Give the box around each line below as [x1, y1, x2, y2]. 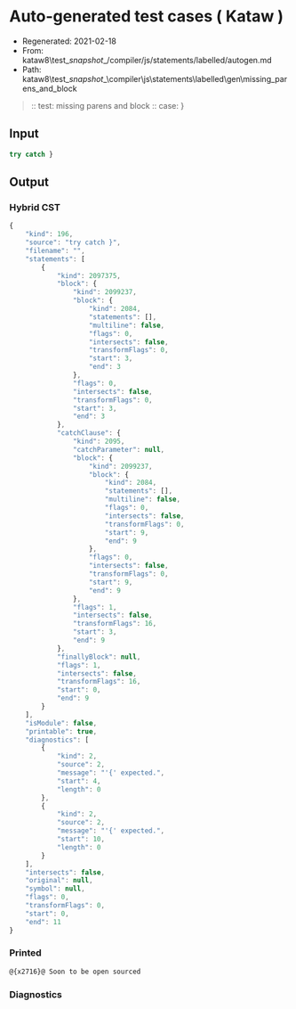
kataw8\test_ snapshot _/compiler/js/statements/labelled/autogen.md [21, 54, 272, 65]
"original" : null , [25, 876, 93, 885]
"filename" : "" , [25, 246, 86, 255]
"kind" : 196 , [25, 230, 74, 239]
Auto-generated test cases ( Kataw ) [9, 6, 284, 27]
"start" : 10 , [56, 835, 105, 844]
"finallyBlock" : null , [56, 652, 141, 661]
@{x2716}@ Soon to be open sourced [9, 967, 141, 976]
